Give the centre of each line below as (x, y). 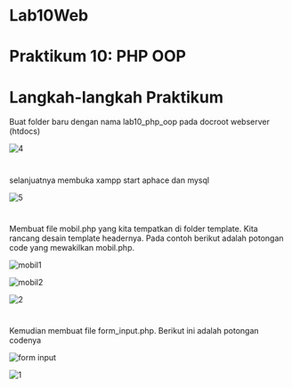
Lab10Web (49, 16)
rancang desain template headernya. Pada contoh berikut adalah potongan (146, 238)
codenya (25, 340)
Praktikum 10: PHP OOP (98, 57)
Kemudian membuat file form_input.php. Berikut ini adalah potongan (134, 330)
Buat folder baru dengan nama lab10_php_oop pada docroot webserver (139, 122)
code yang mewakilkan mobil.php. (72, 247)
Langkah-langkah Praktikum (117, 97)
